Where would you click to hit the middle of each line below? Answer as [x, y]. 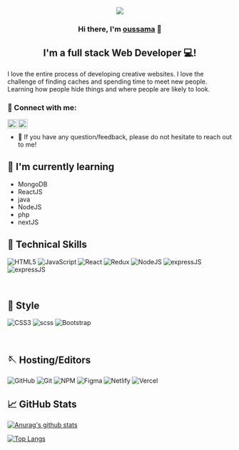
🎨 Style [24, 306]
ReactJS [30, 191]
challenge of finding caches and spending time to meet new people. [107, 81]
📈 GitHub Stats [42, 404]
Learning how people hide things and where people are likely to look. [109, 89]
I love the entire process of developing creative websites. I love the [106, 74]
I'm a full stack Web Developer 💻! [120, 53]
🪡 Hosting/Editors [49, 360]
